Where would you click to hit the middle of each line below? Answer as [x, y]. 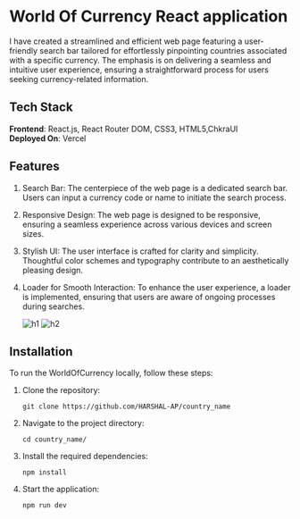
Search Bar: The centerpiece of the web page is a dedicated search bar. [155, 188]
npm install [44, 473]
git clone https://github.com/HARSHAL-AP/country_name [126, 407]
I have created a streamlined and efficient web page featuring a [126, 41]
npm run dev [44, 506]
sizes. [33, 233]
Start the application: [61, 490]
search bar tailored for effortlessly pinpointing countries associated [163, 50]
